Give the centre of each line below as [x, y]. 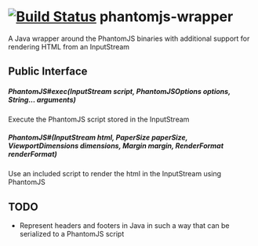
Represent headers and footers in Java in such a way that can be [124, 226]
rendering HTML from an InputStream [69, 46]
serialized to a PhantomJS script [72, 234]
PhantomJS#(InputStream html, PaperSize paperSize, [98, 137]
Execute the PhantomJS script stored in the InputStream [99, 119]
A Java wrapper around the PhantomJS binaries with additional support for [129, 38]
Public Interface [48, 72]
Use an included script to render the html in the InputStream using [115, 174]
